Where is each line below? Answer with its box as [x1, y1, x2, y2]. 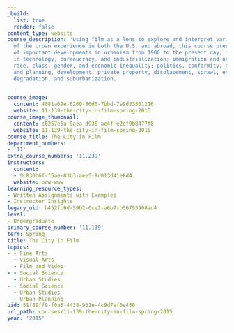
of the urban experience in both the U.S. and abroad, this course [13, 43, 214, 50]
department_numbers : [7, 140, 68, 147]
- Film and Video [13, 263, 64, 270]
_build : [7, 10, 30, 17]
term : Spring [7, 230, 45, 237]
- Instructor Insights [7, 198, 73, 205]
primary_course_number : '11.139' [7, 224, 104, 231]
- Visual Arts [13, 256, 54, 264]
